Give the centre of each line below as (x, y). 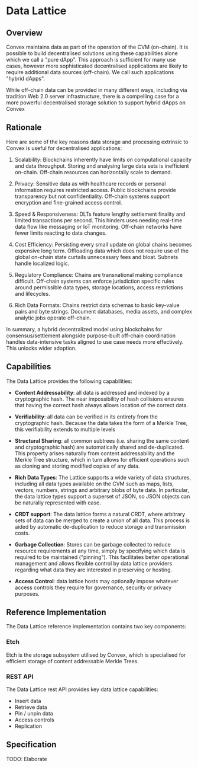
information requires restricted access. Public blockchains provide (95, 190)
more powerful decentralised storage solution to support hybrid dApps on (96, 103)
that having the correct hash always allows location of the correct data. (101, 405)
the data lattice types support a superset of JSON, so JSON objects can (102, 496)
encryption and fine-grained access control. (68, 202)
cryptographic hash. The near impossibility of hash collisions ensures (99, 399)
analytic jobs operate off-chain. (53, 318)
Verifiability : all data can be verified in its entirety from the (86, 417)
